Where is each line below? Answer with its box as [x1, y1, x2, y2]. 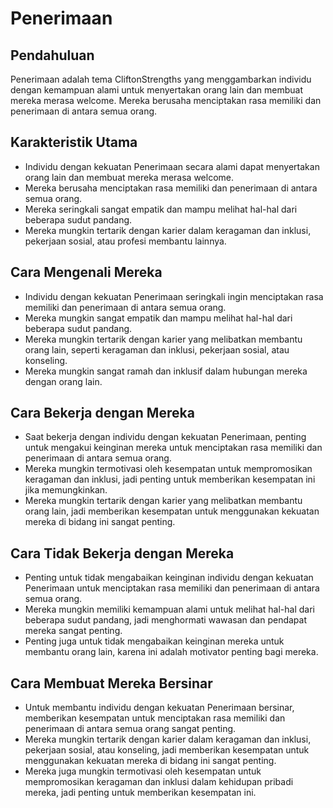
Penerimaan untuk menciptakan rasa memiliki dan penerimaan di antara [24, 582, 320, 594]
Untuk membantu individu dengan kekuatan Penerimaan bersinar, [24, 702, 295, 714]
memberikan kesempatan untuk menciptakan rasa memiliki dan [24, 712, 286, 724]
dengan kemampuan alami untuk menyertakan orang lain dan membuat [10, 84, 304, 96]
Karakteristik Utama [10, 134, 138, 151]
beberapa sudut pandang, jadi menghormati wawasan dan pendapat [24, 614, 308, 626]
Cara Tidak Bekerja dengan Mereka [10, 545, 235, 562]
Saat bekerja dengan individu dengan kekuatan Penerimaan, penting [24, 431, 307, 443]
